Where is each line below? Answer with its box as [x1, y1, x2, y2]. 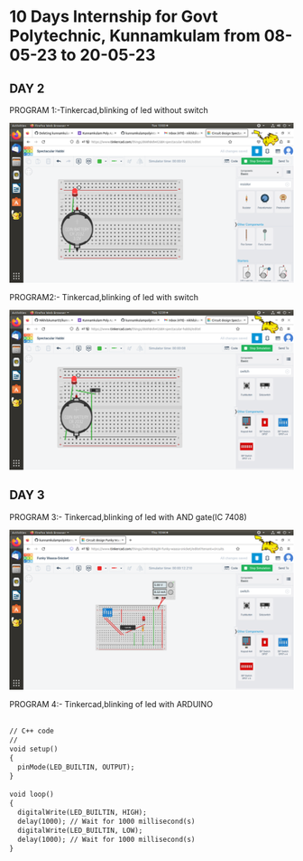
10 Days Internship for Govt [9, 6, 218, 27]
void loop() [9, 790, 54, 799]
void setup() [9, 744, 59, 753]
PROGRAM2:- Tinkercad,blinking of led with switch [9, 292, 198, 302]
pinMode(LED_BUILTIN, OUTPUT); [17, 762, 135, 771]
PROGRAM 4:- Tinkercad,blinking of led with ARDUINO [9, 698, 214, 709]
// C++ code [9, 726, 54, 735]
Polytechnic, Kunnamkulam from [9, 25, 262, 46]
